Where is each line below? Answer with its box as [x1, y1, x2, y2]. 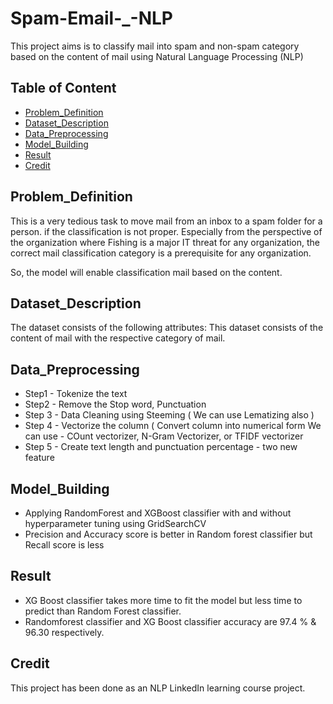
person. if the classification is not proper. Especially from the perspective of [10, 225, 323, 237]
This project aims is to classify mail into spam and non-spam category [10, 40, 300, 52]
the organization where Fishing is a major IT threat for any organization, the [10, 236, 321, 248]
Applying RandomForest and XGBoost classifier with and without [24, 507, 292, 519]
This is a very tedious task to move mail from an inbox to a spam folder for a [10, 215, 323, 227]
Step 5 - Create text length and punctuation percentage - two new [24, 441, 298, 453]
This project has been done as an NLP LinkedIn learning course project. [10, 682, 306, 694]
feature [24, 452, 55, 464]
